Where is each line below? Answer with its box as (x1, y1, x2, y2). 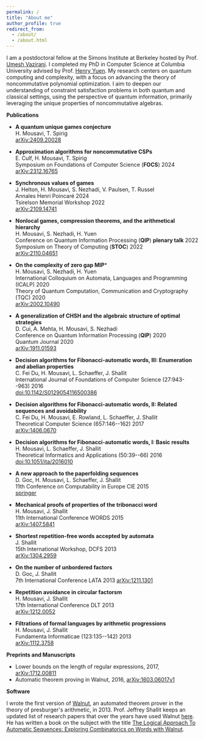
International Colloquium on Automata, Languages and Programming (15, 274, 188, 282)
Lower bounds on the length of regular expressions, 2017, (15, 663, 160, 670)
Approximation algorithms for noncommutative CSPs (15, 148, 153, 155)
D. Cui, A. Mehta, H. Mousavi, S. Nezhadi (15, 325, 118, 332)
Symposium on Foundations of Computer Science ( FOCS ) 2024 (15, 161, 175, 168)
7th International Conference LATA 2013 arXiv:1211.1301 (15, 577, 153, 584)
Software (6, 688, 30, 695)
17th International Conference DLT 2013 (15, 602, 114, 608)
